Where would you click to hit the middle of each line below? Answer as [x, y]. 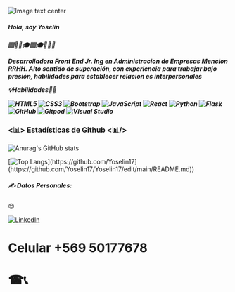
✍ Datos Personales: [40, 185]
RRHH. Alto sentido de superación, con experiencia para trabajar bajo [113, 68]
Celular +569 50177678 [78, 247]
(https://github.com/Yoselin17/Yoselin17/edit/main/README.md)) [101, 169]
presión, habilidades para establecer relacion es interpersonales [105, 76]
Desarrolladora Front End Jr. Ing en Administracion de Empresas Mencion [118, 61]
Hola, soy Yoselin [34, 27]
